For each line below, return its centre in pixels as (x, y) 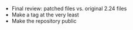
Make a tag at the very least (45, 15)
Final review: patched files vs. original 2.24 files (69, 9)
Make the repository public (44, 21)
